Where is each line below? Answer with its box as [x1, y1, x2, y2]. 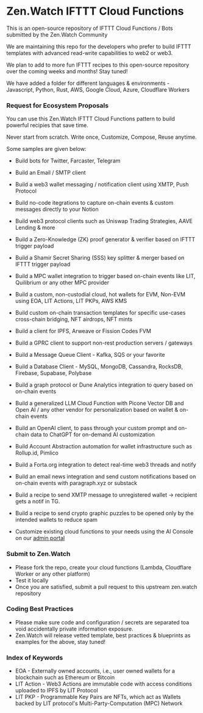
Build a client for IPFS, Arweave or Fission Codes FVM [15, 327, 151, 335]
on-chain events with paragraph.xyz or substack [15, 480, 137, 487]
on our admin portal [15, 535, 65, 542]
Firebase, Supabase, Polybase [15, 370, 92, 377]
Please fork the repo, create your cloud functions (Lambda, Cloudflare [15, 563, 192, 571]
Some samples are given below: [6, 145, 87, 153]
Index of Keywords [6, 653, 63, 662]
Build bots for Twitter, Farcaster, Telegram [15, 157, 121, 164]
